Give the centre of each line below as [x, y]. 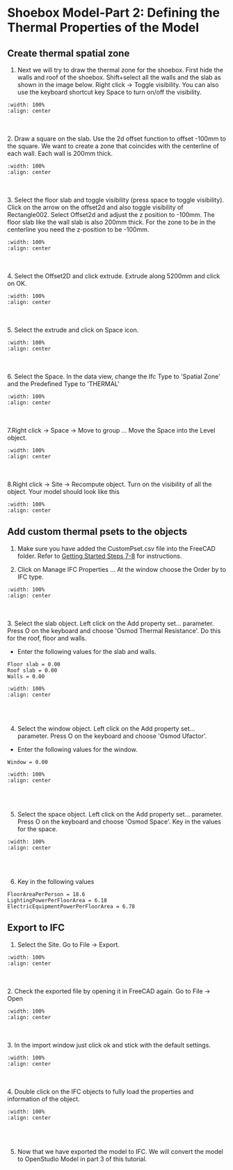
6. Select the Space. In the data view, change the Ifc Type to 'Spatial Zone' [114, 376]
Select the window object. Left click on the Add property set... [106, 728]
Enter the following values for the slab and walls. [87, 651]
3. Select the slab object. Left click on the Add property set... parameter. [111, 623]
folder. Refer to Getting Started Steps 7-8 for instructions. [99, 556]
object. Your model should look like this [64, 491]
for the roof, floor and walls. [47, 638]
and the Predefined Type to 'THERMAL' [63, 384]
